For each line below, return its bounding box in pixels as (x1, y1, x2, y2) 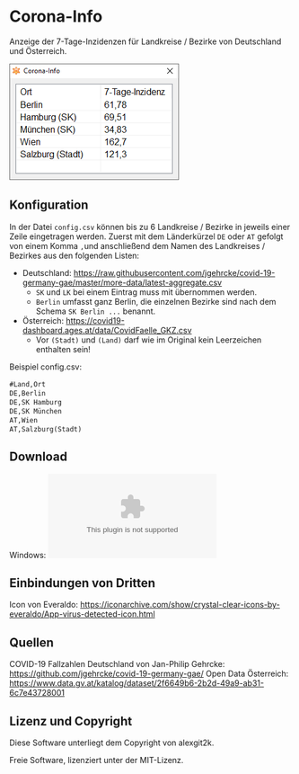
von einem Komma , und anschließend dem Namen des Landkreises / (9, 240, 266, 251)
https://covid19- (66, 315, 126, 325)
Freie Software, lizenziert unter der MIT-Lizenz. (9, 755, 184, 765)
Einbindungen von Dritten (9, 575, 155, 591)
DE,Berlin (9, 388, 47, 397)
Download (9, 449, 67, 465)
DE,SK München (9, 406, 63, 415)
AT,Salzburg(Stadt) (9, 424, 83, 433)
